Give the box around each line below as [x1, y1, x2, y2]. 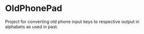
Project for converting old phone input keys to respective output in [5, 19, 140, 24]
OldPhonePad [5, 3, 62, 14]
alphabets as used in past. [5, 23, 58, 29]
